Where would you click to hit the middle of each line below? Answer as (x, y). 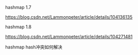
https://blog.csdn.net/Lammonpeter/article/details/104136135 (69, 17)
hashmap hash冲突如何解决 (34, 47)
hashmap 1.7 (18, 7)
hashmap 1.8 (18, 27)
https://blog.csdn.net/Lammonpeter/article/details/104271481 (69, 37)
